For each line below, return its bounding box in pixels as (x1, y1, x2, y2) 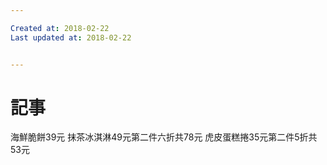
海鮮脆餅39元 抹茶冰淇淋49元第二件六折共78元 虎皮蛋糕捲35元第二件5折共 (10, 131, 318, 143)
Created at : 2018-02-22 (10, 23, 110, 33)
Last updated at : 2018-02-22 (10, 32, 132, 43)
